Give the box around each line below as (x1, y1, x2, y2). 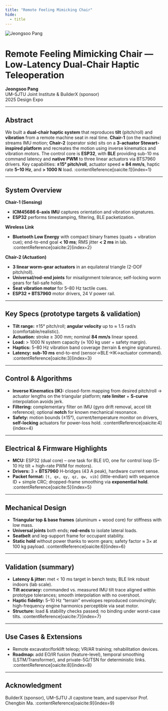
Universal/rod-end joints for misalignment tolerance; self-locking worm (12, 274, 161, 280)
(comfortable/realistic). (12, 328, 60, 334)
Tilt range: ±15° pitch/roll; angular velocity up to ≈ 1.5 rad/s (12, 323, 136, 329)
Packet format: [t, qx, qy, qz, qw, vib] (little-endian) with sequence (12, 473, 159, 480)
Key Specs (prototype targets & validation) (5, 310, 141, 318)
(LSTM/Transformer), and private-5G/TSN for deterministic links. (12, 656, 146, 663)
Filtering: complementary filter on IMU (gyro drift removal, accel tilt (12, 404, 151, 410)
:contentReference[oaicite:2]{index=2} (12, 244, 92, 250)
